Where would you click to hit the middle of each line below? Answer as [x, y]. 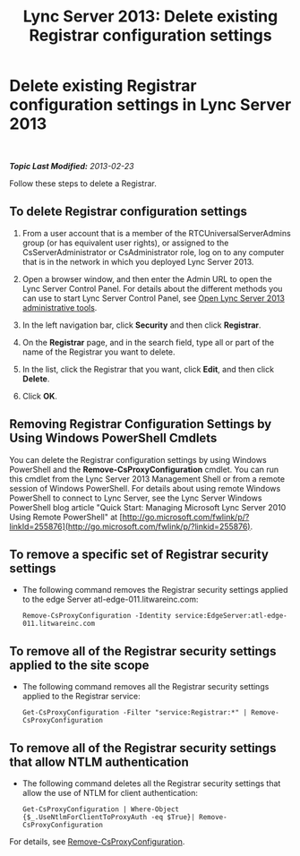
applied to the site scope [79, 665]
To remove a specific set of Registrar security [139, 554]
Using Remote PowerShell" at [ [66, 517]
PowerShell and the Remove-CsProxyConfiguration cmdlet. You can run [144, 469]
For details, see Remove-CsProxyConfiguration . [97, 842]
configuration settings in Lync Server [150, 105]
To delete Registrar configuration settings [129, 212]
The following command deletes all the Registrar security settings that [151, 783]
